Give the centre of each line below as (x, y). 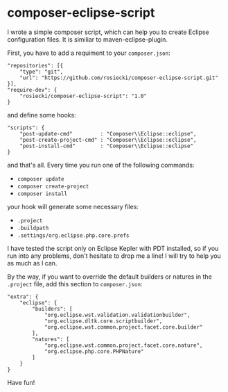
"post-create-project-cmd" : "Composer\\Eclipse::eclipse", (108, 140)
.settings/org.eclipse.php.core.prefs (73, 235)
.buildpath (33, 228)
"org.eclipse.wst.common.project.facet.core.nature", (123, 345)
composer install (42, 194)
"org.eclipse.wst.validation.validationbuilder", (117, 315)
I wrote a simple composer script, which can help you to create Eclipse (108, 32)
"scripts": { (26, 128)
